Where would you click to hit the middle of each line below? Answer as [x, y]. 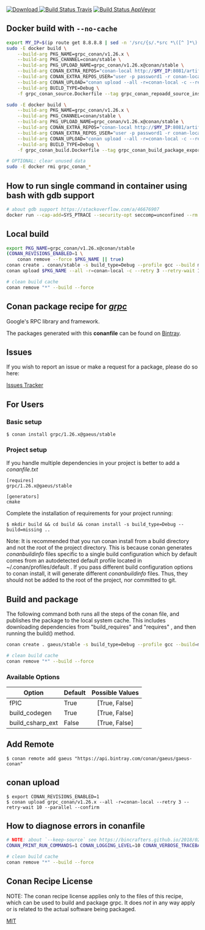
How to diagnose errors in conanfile [76, 826]
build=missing [24, 530]
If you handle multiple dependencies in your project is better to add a [93, 463]
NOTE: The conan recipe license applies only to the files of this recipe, [95, 896]
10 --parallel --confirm [68, 807]
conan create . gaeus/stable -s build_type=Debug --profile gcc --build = [102, 645]
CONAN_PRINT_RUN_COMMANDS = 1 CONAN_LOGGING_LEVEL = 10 [73, 846]
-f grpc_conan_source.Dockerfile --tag [68, 94]
